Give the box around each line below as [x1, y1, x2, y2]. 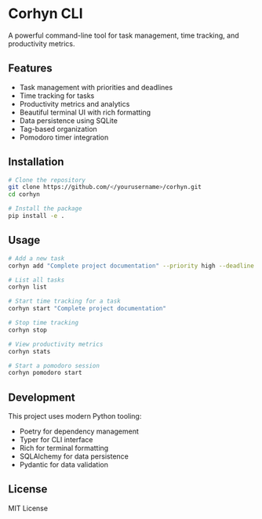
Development [8, 390, 76, 404]
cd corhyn [8, 191, 41, 198]
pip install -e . [8, 212, 65, 220]
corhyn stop [8, 326, 47, 334]
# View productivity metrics [8, 340, 104, 348]
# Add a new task [8, 254, 65, 263]
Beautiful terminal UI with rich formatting [19, 107, 151, 117]
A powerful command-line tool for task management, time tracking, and [8, 31, 239, 40]
